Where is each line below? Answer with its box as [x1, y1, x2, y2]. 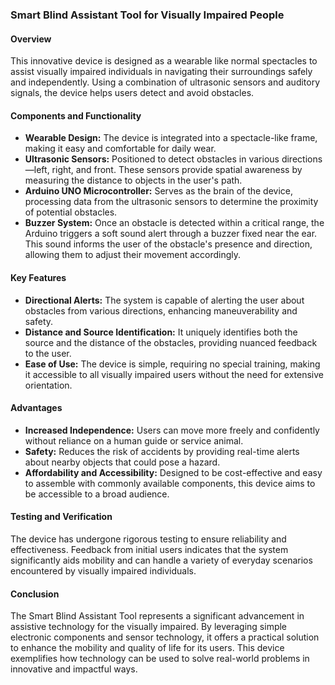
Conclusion [10, 588, 60, 600]
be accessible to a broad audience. [24, 488, 170, 500]
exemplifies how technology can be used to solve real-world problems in [10, 653, 310, 665]
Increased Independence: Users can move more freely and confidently [24, 424, 320, 436]
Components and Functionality [10, 109, 142, 122]
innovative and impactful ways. [10, 663, 138, 675]
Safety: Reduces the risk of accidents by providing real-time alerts [24, 445, 300, 457]
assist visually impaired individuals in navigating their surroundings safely [10, 66, 313, 78]
